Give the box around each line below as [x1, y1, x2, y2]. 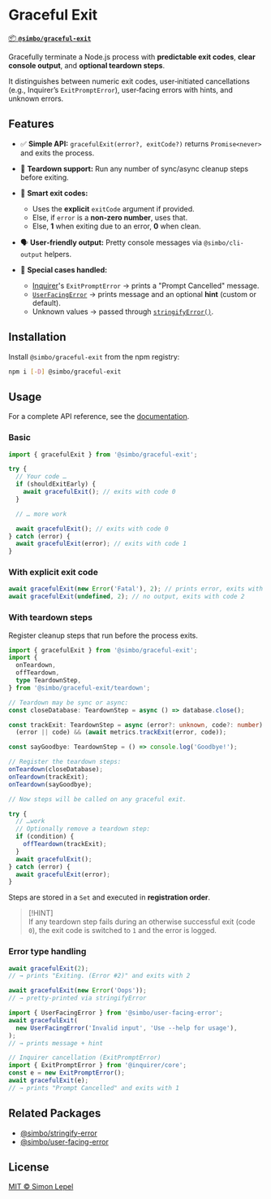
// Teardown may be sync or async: [8, 698, 129, 707]
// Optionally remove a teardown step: [15, 825, 151, 833]
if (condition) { [15, 832, 75, 841]
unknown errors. [8, 94, 64, 103]
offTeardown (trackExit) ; [23, 840, 107, 848]
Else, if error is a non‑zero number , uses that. [32, 212, 188, 222]
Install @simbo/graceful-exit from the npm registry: [8, 351, 180, 361]
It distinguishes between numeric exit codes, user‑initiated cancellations [8, 76, 250, 86]
